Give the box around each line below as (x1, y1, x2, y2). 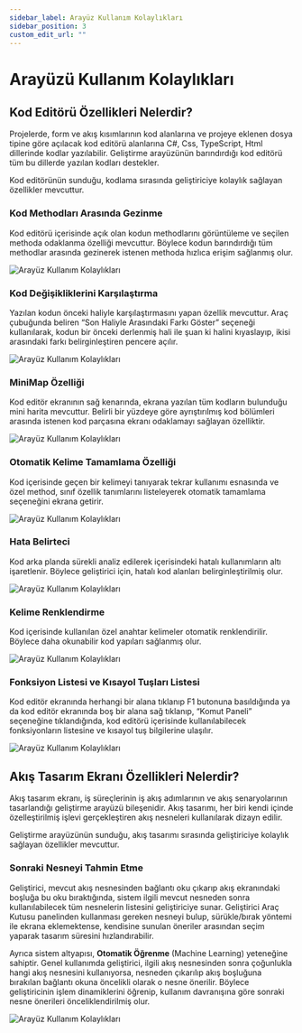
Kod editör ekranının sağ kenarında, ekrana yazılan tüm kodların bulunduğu (9, 396, 288, 407)
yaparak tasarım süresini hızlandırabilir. (9, 930, 155, 941)
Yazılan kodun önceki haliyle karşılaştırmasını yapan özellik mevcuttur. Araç (9, 307, 288, 318)
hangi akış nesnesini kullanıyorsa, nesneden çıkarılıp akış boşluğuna (9, 967, 262, 978)
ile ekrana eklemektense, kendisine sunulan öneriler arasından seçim (9, 920, 265, 931)
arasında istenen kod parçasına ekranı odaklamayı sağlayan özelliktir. (9, 416, 266, 427)
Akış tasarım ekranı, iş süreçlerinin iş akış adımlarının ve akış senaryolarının (9, 793, 288, 804)
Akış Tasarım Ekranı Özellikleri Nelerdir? (9, 768, 240, 784)
